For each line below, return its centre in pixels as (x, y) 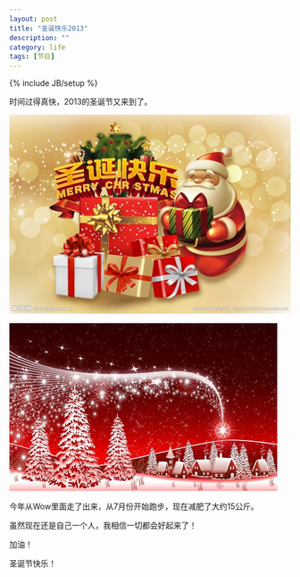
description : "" (39, 38)
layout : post (33, 19)
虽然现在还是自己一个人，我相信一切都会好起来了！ (103, 526)
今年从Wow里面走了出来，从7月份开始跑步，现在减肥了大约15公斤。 (134, 506)
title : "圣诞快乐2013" (49, 28)
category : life (37, 47)
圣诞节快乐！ (33, 564)
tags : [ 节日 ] (32, 57)
